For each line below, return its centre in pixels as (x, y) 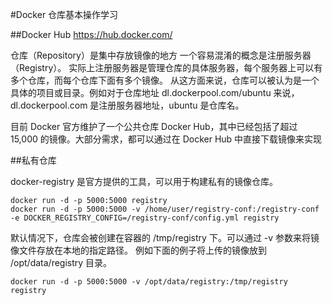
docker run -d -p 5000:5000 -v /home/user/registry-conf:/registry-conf (165, 209)
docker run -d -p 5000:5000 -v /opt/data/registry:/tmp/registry (149, 282)
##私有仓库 (33, 160)
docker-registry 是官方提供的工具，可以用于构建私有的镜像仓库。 (144, 181)
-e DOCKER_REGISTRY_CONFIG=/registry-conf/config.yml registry (145, 218)
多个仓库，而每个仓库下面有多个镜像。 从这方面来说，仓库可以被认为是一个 (165, 80)
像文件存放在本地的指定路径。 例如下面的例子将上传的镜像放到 (138, 250)
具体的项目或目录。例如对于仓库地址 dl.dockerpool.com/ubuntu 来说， (155, 92)
